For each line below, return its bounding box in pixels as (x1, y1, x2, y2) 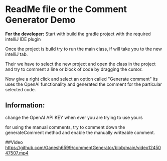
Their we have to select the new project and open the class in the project (5, 61, 156, 67)
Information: (5, 101, 45, 110)
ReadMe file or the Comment (5, 4, 127, 15)
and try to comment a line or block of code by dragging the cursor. (5, 66, 143, 72)
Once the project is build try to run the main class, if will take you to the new (5, 46, 162, 52)
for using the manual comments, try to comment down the (5, 124, 125, 130)
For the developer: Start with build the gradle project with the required (5, 31, 151, 37)
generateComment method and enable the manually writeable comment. (5, 129, 155, 135)
